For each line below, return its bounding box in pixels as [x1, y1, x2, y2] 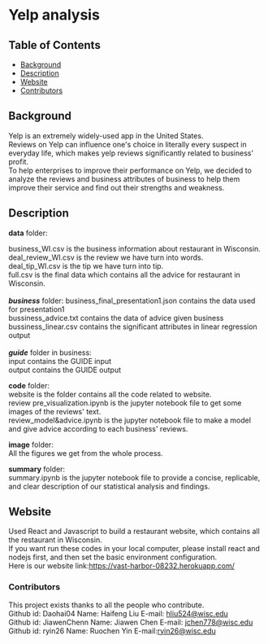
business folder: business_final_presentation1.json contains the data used [8, 296, 256, 305]
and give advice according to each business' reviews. [8, 423, 188, 433]
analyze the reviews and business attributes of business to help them [8, 173, 240, 184]
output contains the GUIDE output [8, 365, 122, 375]
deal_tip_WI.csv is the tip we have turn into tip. [8, 261, 164, 270]
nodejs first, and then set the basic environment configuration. [8, 552, 218, 563]
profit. [8, 156, 29, 166]
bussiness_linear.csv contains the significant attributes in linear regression [8, 322, 257, 331]
